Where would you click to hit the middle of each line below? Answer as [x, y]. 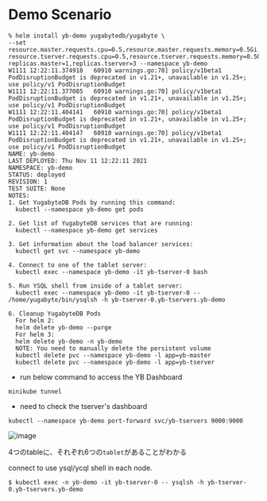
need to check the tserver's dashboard [83, 406]
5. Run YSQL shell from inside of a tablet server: [95, 286]
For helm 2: [35, 320]
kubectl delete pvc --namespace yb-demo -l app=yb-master [114, 355]
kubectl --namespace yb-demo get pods [80, 209]
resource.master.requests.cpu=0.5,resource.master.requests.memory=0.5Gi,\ [136, 49]
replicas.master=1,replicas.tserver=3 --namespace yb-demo [108, 64]
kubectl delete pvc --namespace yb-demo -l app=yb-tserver [115, 362]
